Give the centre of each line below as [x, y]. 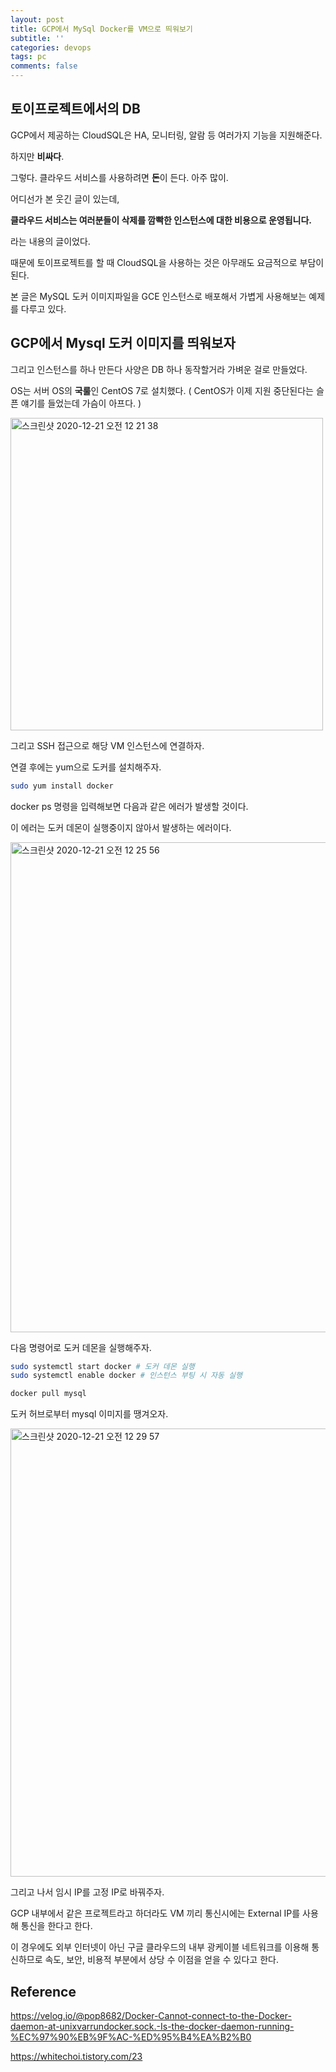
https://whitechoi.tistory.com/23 [76, 2056]
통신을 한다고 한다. [56, 1926]
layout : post [37, 19]
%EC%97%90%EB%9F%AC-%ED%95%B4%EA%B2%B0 [131, 2037]
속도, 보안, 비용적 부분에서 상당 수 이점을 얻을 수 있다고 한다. [161, 1960]
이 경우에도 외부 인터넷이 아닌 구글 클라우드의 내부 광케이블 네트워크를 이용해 [160, 1947]
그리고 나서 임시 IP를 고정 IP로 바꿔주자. [87, 1892]
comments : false [44, 66]
